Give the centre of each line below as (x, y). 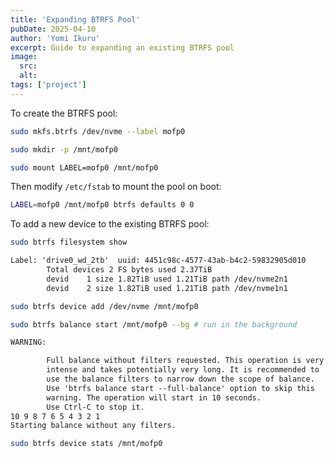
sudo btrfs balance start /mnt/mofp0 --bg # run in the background (154, 324)
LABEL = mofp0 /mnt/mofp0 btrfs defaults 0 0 (102, 205)
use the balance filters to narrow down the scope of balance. (180, 379)
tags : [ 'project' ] (48, 85)
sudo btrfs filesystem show (69, 242)
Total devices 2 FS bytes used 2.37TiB (129, 270)
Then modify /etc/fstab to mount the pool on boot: (116, 187)
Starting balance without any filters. (93, 426)
